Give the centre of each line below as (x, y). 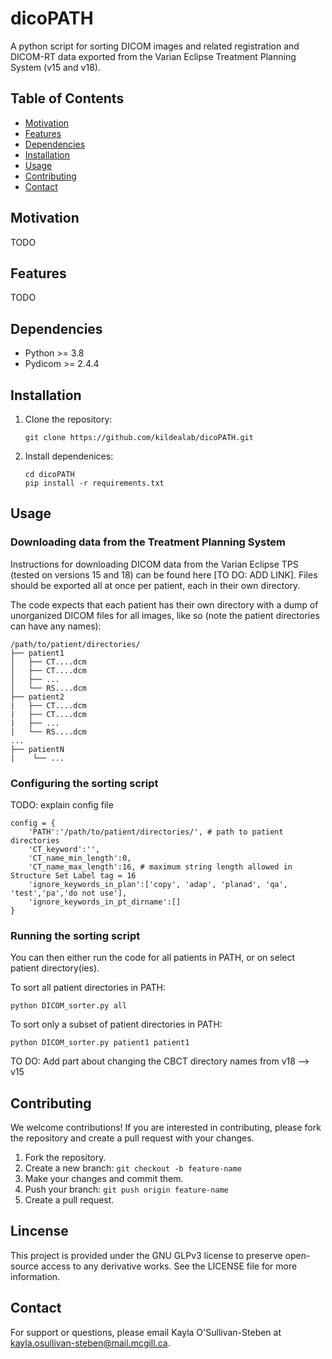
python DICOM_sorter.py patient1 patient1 (100, 1043)
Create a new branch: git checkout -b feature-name (133, 1168)
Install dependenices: (69, 456)
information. (35, 1276)
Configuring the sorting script (84, 783)
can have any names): (56, 626)
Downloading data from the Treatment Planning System (148, 542)
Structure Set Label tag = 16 (73, 875)
